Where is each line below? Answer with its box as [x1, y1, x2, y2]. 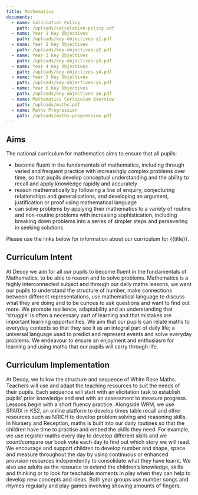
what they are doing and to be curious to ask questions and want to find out [6, 299, 190, 306]
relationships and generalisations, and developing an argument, [14, 192, 169, 200]
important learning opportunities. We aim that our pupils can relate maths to [6, 318, 190, 325]
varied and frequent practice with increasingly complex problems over [14, 168, 186, 175]
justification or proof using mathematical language [14, 199, 137, 206]
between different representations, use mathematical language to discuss [6, 293, 185, 300]
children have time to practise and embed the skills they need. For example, [6, 426, 190, 433]
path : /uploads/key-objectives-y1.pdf [16, 36, 112, 42]
